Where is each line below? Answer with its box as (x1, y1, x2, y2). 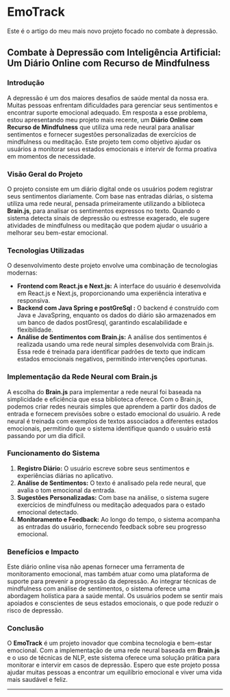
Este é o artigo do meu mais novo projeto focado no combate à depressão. (7, 27, 218, 35)
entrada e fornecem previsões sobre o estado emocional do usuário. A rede (7, 409, 221, 418)
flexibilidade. (16, 325, 53, 334)
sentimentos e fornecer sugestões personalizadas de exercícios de (7, 130, 196, 138)
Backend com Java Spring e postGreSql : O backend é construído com (16, 304, 219, 312)
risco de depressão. (7, 606, 64, 615)
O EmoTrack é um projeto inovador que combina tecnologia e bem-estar (7, 639, 212, 648)
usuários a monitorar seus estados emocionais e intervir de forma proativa (7, 145, 217, 153)
